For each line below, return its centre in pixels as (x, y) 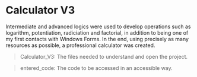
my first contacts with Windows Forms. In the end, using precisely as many (97, 39)
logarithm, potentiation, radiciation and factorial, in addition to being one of (97, 32)
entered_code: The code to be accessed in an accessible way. (96, 68)
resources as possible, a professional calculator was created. (80, 45)
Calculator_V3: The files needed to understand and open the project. (104, 56)
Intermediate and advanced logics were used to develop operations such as (98, 26)
